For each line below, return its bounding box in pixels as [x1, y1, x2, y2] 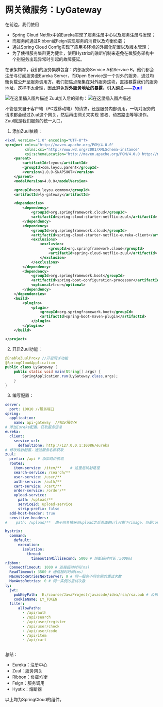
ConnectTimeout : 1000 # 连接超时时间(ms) [9, 565, 90, 570]
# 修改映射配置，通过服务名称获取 [5, 447, 64, 452]
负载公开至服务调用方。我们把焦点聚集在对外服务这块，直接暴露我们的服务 [9, 79, 158, 84]
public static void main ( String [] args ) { [14, 369, 101, 374]
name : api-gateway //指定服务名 [14, 420, 78, 425]
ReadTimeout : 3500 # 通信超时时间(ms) [9, 570, 83, 574]
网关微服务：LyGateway [5, 4, 102, 16]
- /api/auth [22, 610, 47, 615]
